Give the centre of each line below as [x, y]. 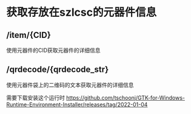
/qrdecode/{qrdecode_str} [58, 70]
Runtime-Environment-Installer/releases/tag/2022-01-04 [77, 104]
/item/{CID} [29, 35]
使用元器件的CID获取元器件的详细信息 [54, 50]
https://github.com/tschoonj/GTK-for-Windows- [125, 98]
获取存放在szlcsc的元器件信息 [81, 12]
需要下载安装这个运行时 [35, 98]
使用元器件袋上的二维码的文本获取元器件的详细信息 [70, 84]
